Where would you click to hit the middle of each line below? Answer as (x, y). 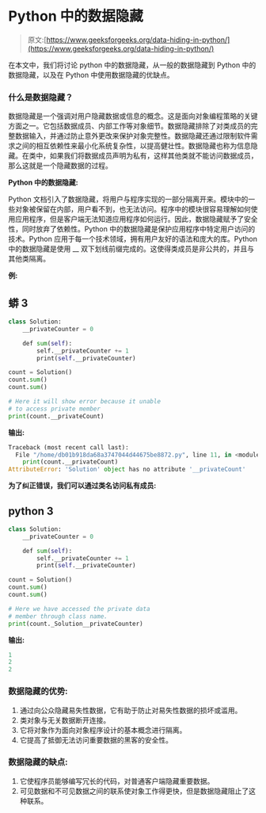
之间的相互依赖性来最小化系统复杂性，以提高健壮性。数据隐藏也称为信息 (133, 146)
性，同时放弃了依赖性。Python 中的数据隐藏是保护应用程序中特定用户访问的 (132, 229)
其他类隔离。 (29, 259)
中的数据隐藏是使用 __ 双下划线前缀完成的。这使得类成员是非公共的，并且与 (131, 249)
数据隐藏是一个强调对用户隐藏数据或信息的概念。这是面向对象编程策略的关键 (133, 116)
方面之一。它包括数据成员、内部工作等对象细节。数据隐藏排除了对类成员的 (129, 126)
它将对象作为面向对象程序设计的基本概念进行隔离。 (103, 730)
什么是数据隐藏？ (41, 97)
